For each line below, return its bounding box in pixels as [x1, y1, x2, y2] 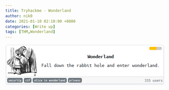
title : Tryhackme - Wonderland [5, 8, 71, 13]
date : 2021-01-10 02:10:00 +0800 [5, 19, 76, 24]
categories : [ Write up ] [5, 24, 56, 29]
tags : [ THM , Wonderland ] [5, 29, 56, 35]
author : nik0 [5, 13, 33, 19]
